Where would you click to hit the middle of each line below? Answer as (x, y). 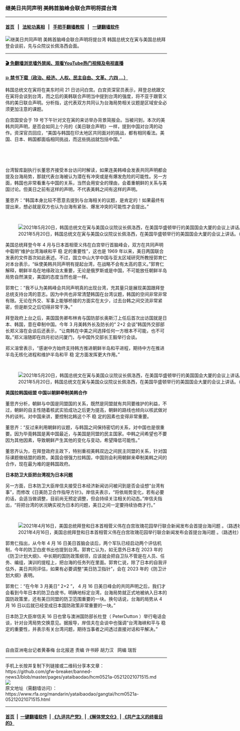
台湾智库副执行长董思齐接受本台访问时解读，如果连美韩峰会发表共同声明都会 (86, 170)
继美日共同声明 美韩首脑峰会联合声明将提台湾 (61, 8)
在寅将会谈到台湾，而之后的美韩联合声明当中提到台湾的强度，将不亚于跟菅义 (86, 97)
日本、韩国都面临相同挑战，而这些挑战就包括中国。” (68, 139)
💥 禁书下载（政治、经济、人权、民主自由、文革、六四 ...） (67, 78)
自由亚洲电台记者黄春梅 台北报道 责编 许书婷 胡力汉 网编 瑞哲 (71, 650)
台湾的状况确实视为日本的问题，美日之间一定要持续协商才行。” (90, 505)
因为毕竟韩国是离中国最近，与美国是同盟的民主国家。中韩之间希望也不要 (91, 434)
